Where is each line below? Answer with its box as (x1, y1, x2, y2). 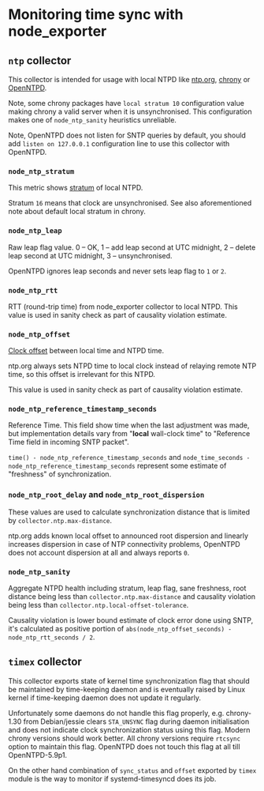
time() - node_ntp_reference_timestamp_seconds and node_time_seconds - (8, 453, 251, 462)
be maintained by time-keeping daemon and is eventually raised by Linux (8, 684, 246, 694)
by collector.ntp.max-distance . (8, 515, 113, 525)
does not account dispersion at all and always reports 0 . (8, 548, 190, 557)
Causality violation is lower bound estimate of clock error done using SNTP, (8, 616, 254, 625)
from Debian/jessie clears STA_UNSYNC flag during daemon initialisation (23, 717, 250, 726)
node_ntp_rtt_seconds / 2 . (8, 632, 95, 642)
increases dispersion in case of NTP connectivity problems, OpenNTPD (8, 539, 240, 548)
